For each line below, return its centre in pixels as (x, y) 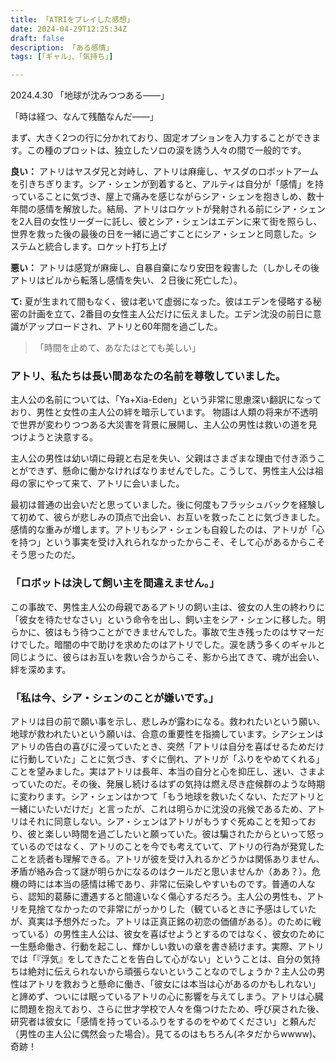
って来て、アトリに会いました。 (119, 483)
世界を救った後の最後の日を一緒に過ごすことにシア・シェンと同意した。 (159, 234)
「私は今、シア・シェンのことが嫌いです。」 (115, 698)
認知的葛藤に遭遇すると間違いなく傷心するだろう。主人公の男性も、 (167, 897)
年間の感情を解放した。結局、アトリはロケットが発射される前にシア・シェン (168, 209)
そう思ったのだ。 (45, 555)
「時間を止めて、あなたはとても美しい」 (117, 348)
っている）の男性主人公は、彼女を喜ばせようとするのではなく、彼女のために (167, 934)
